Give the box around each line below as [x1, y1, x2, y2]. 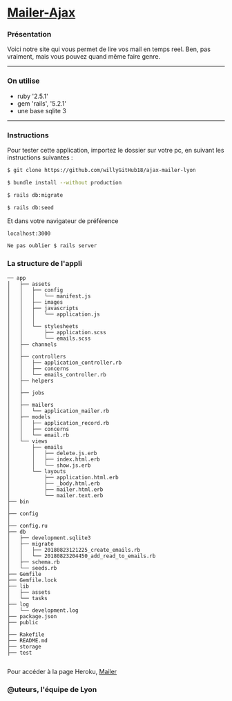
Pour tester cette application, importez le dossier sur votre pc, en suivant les [7, 146, 224, 155]
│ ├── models [7, 413, 51, 421]
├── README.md [7, 637, 48, 644]
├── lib [7, 582, 30, 590]
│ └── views [7, 437, 48, 445]
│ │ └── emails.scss [7, 335, 91, 342]
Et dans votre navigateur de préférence [7, 216, 119, 225]
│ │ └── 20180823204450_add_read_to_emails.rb [7, 553, 156, 559]
